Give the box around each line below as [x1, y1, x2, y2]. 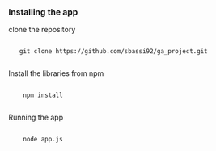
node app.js [23, 136, 63, 144]
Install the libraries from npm [8, 69, 104, 78]
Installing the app [8, 6, 78, 18]
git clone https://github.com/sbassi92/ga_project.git [19, 48, 208, 56]
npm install [23, 91, 63, 99]
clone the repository [8, 25, 76, 35]
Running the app [8, 112, 63, 123]
